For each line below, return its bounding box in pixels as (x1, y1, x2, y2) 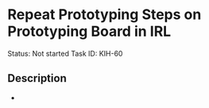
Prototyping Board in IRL (7, 22, 172, 40)
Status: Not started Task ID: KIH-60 (7, 48, 123, 58)
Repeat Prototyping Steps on (7, 6, 202, 24)
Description (7, 71, 67, 85)
